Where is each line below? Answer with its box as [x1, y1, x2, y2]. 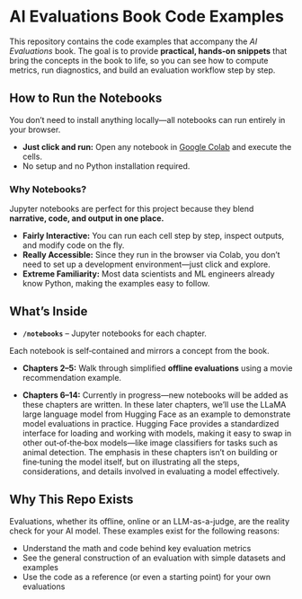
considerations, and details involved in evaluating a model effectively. [22, 465, 280, 477]
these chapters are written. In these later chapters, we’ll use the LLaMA [22, 399, 287, 410]
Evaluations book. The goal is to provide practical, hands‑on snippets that [9, 45, 288, 56]
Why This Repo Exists [9, 492, 134, 507]
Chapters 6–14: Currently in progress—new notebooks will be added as [22, 389, 289, 401]
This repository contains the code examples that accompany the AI [9, 36, 258, 47]
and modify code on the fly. [22, 240, 125, 251]
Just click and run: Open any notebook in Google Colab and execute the [22, 141, 292, 152]
